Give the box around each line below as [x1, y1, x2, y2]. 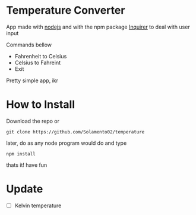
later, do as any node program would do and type [6, 139, 127, 147]
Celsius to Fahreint [14, 59, 61, 66]
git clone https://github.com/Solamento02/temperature [6, 129, 145, 135]
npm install [6, 151, 36, 157]
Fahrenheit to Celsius [14, 52, 67, 60]
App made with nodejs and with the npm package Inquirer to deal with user [6, 23, 190, 30]
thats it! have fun [6, 161, 48, 169]
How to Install [6, 98, 75, 111]
